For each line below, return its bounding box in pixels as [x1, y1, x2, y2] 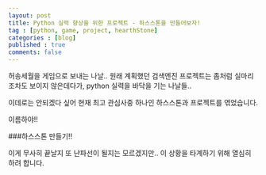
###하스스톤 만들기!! [8, 131, 73, 141]
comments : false [8, 48, 62, 56]
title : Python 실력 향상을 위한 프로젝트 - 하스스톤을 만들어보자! [8, 19, 201, 27]
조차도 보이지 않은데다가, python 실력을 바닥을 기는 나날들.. [8, 81, 192, 90]
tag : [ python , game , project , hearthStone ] [8, 26, 158, 34]
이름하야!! [8, 115, 38, 124]
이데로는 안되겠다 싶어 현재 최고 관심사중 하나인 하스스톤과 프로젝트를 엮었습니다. [8, 98, 259, 107]
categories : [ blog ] [8, 33, 77, 42]
